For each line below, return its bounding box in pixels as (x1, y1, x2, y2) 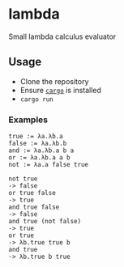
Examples (8, 114, 49, 125)
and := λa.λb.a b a (8, 146, 75, 155)
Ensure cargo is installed (19, 85, 101, 95)
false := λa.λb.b (8, 139, 67, 148)
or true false (8, 189, 57, 197)
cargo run (19, 95, 54, 104)
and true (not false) (8, 218, 82, 226)
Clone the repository (19, 76, 89, 86)
